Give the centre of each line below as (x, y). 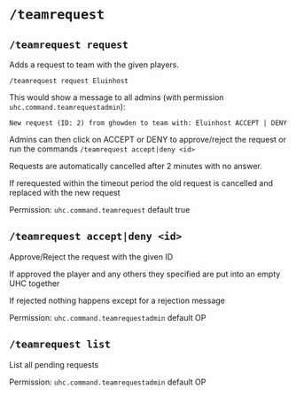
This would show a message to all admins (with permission (117, 97)
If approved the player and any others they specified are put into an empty (145, 274)
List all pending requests (54, 364)
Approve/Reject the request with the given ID (91, 256)
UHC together (35, 283)
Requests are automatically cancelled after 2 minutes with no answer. (136, 166)
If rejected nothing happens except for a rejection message (117, 300)
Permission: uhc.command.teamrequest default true (100, 210)
